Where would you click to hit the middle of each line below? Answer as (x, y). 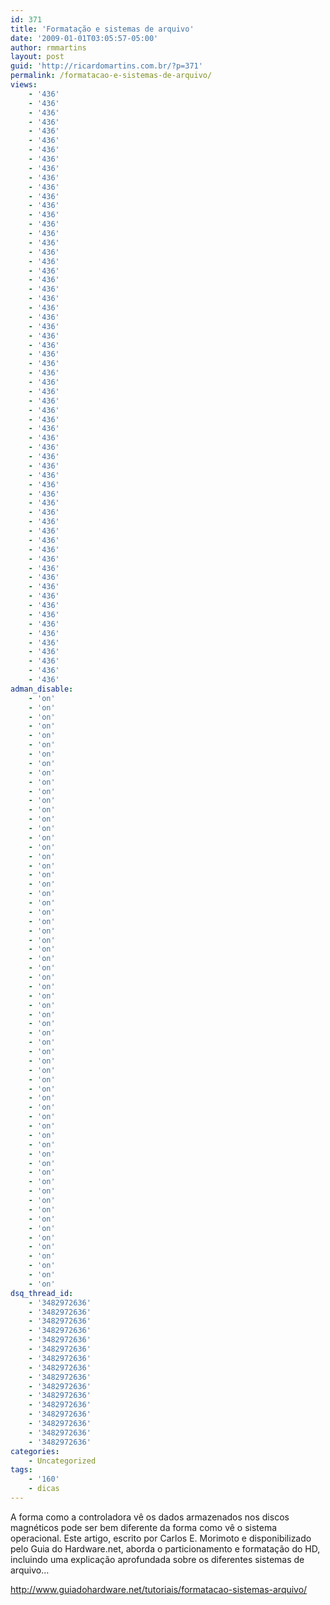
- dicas (44, 1489)
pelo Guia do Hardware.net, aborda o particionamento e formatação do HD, (165, 1548)
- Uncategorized (62, 1461)
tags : (21, 1470)
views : (24, 85)
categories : (35, 1451)
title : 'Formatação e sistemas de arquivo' (102, 29)
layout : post (37, 57)
